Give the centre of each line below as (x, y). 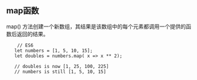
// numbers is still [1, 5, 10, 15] (60, 72)
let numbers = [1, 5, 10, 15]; (54, 51)
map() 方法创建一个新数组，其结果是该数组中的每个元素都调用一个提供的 (96, 26)
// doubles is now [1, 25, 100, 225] (62, 66)
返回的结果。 (33, 34)
